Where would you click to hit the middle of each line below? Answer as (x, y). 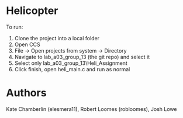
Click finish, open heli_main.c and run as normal (72, 69)
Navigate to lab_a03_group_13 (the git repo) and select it (82, 57)
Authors (26, 93)
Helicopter (32, 11)
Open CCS (27, 44)
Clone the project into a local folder (57, 38)
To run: (15, 27)
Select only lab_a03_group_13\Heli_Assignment (71, 63)
